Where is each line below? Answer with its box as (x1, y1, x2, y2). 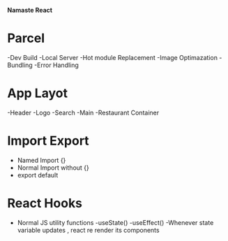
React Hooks (7, 196, 82, 211)
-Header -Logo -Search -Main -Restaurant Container (7, 108, 159, 117)
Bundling (7, 61, 33, 69)
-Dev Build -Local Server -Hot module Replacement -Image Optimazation (7, 53, 218, 61)
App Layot (7, 85, 68, 101)
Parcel (7, 31, 45, 46)
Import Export (7, 133, 89, 149)
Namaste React (7, 6, 53, 14)
